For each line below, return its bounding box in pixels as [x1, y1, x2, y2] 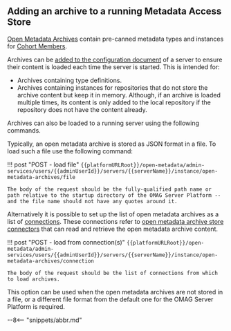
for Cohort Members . [7, 41, 68, 50]
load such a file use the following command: [7, 146, 133, 155]
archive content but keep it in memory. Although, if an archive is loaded [17, 91, 221, 99]
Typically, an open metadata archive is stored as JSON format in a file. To [7, 140, 216, 148]
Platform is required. [7, 302, 66, 310]
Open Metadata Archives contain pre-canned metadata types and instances [7, 35, 224, 43]
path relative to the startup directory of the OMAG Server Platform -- [7, 191, 221, 199]
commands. [7, 126, 41, 134]
